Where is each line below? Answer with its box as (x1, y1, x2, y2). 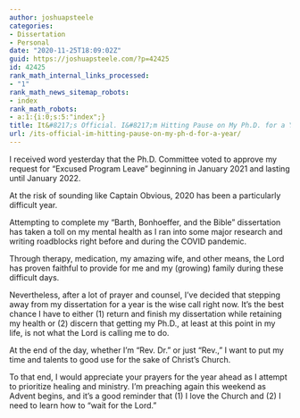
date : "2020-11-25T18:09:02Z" (9, 46, 122, 55)
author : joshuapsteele (9, 13, 94, 22)
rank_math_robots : (9, 104, 78, 113)
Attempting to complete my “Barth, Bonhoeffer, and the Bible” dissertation (9, 216, 281, 228)
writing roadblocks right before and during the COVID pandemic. (9, 236, 247, 247)
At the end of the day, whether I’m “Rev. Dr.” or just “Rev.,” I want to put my (9, 345, 284, 355)
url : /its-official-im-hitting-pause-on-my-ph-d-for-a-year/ (9, 130, 242, 138)
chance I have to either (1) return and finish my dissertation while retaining (9, 308, 283, 319)
